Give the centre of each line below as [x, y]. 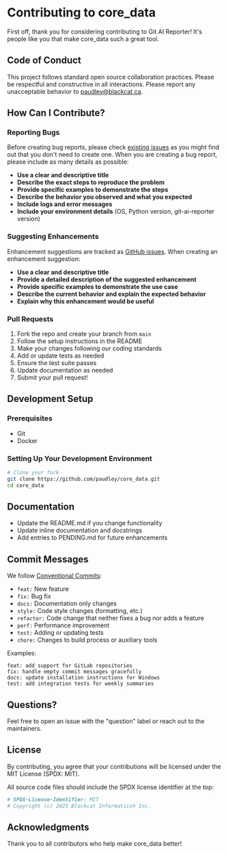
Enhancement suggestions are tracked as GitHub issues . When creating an [112, 251]
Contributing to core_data [82, 13]
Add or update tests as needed [60, 356]
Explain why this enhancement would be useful [85, 301]
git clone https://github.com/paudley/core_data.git [84, 479]
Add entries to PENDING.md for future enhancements [92, 538]
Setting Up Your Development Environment [80, 458]
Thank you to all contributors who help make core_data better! [95, 844]
